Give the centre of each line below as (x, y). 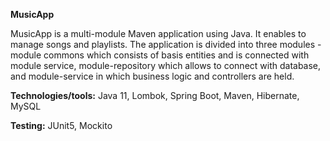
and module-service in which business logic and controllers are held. (152, 76)
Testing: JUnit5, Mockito (61, 125)
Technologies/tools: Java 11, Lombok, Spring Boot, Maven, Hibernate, (155, 95)
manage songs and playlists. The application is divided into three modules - (166, 44)
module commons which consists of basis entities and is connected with (160, 55)
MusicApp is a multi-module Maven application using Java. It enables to (158, 33)
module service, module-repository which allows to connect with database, (166, 65)
